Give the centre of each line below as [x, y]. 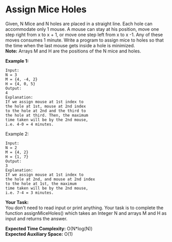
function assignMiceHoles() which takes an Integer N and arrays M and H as [86, 213]
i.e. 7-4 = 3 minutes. [30, 193]
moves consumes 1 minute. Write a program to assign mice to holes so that [85, 40]
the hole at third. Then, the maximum [47, 115]
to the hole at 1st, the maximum [41, 183]
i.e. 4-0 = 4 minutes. [30, 124]
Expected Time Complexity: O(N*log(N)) [49, 228]
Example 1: [17, 61]
